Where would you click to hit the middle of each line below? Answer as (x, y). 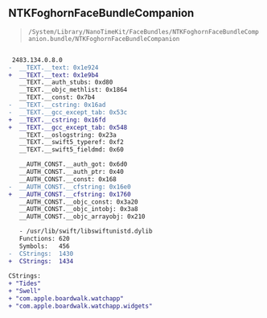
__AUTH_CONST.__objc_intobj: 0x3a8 (78, 209)
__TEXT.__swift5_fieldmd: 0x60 (72, 150)
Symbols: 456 (44, 246)
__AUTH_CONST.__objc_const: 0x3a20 (78, 202)
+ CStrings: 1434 (41, 261)
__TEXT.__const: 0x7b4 (57, 97)
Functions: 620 (44, 239)
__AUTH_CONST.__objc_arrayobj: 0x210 (82, 217)
